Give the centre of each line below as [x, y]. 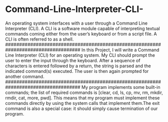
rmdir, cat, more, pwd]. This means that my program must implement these [82, 98]
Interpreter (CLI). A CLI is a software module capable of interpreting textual [83, 28]
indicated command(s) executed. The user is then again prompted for [77, 71]
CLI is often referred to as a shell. [40, 39]
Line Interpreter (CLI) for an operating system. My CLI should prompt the [80, 55]
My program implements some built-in [121, 87]
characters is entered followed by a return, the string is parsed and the [78, 66]
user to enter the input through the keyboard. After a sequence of [73, 60]
